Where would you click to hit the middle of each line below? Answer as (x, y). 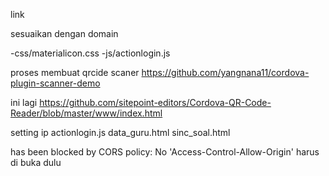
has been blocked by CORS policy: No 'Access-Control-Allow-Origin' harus (165, 152)
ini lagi (24, 102)
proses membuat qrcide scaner (75, 72)
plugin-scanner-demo (55, 83)
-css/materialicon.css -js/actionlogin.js (90, 53)
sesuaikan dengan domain (64, 33)
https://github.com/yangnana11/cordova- (225, 72)
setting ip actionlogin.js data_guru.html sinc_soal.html (120, 132)
